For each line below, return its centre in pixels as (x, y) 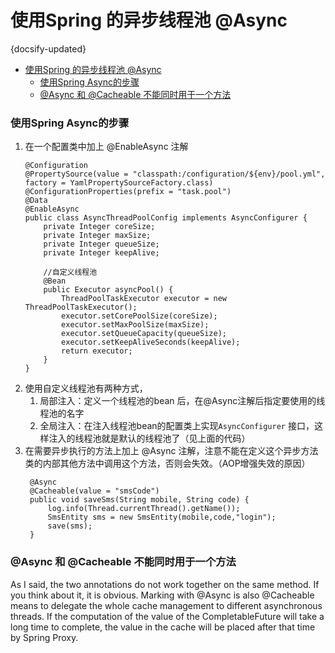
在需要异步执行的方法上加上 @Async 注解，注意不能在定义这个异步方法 (171, 451)
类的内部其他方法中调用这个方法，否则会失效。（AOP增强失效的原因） (167, 463)
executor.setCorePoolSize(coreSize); (139, 316)
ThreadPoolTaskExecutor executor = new (144, 299)
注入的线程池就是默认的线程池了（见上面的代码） (149, 438)
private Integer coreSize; (99, 227)
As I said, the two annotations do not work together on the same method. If (165, 584)
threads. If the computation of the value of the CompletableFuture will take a (167, 616)
